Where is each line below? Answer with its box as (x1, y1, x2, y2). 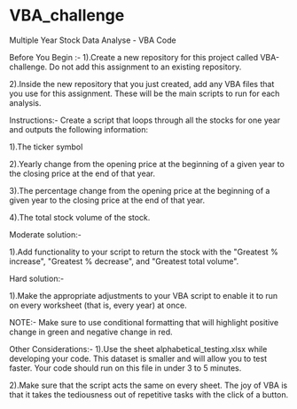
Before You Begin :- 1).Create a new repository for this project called (9, 52, 259, 62)
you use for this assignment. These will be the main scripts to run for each (9, 88, 280, 99)
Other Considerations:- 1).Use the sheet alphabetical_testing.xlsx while (9, 343, 268, 354)
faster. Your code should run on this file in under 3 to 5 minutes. (9, 362, 242, 373)
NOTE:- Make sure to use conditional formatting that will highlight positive (9, 317, 279, 327)
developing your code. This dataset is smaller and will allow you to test (9, 353, 268, 364)
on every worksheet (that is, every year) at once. (9, 300, 188, 310)
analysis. (9, 97, 42, 108)
